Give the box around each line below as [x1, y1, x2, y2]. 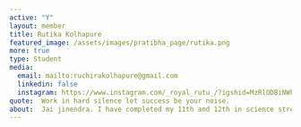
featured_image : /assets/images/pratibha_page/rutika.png [9, 38, 230, 47]
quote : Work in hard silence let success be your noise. [9, 96, 230, 106]
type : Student [9, 55, 63, 63]
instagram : [17, 88, 58, 97]
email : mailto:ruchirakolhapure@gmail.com [17, 72, 178, 80]
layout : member [9, 21, 66, 30]
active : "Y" [9, 13, 54, 22]
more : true [9, 47, 50, 55]
